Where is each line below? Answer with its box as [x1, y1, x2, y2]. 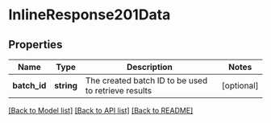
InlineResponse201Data [8, 6, 171, 24]
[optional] [221, 80, 259, 91]
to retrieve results [85, 85, 152, 96]
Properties [8, 38, 63, 51]
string [53, 80, 78, 91]
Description [126, 62, 173, 72]
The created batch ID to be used [85, 75, 208, 86]
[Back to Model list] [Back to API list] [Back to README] [8, 106, 194, 115]
